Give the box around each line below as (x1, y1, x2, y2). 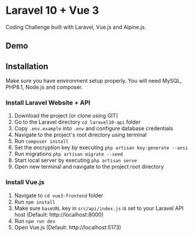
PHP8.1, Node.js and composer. (5, 83, 83, 91)
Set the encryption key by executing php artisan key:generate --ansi (14, 144, 188, 151)
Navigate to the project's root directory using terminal (14, 131, 147, 139)
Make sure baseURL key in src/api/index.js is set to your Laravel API (14, 205, 184, 212)
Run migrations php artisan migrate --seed (14, 151, 123, 158)
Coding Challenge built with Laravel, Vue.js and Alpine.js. (5, 23, 147, 31)
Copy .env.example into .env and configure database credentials (14, 125, 174, 132)
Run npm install (14, 198, 56, 205)
